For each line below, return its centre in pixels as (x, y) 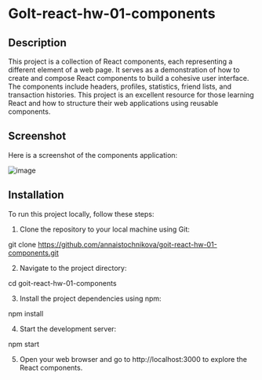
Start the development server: (68, 329)
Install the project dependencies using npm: (91, 298)
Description (37, 43)
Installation (36, 195)
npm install (26, 313)
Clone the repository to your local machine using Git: (105, 229)
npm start (24, 344)
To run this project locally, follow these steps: (81, 214)
